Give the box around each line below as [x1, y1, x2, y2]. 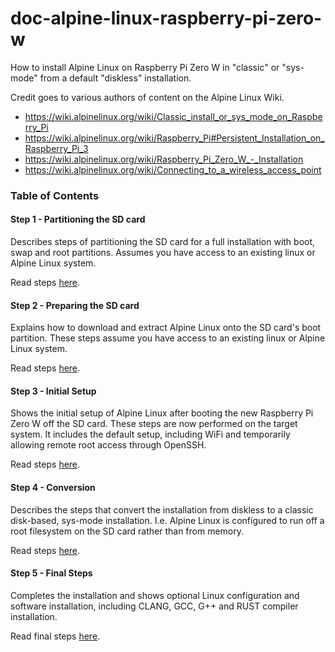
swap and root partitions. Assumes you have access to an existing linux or [10, 247, 316, 259]
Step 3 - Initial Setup [10, 385, 97, 397]
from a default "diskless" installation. [39, 72, 192, 84]
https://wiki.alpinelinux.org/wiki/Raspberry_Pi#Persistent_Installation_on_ [24, 132, 325, 144]
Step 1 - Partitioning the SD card [10, 213, 146, 226]
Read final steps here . [10, 630, 101, 642]
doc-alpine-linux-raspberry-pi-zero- [10, 7, 323, 30]
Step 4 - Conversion [10, 482, 96, 494]
